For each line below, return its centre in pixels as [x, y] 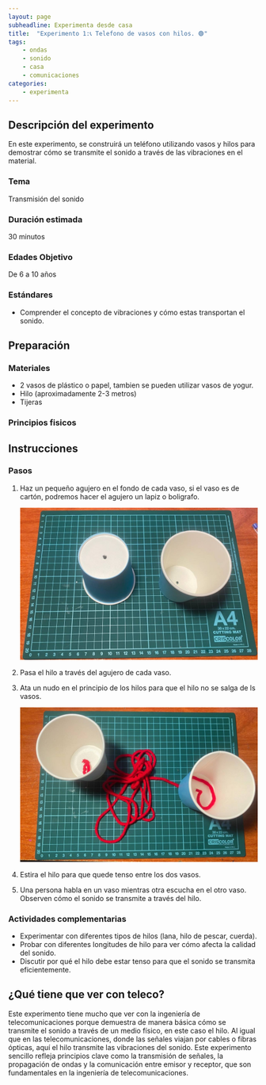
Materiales [29, 368]
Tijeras [31, 402]
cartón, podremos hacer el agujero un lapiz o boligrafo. [110, 496]
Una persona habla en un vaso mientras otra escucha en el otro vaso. [133, 890]
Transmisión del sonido [46, 199]
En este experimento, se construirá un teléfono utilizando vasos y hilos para [132, 144]
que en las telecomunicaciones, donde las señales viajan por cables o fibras [133, 1039]
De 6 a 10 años [32, 274]
